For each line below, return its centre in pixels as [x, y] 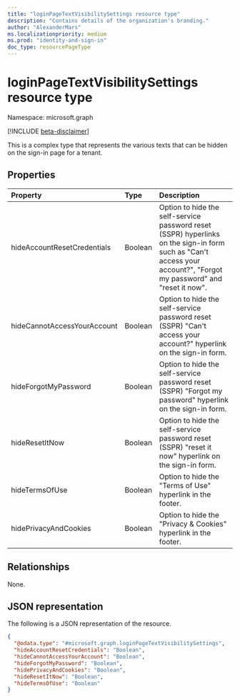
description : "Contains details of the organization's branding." [108, 21]
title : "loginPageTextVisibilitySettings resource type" [94, 14]
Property [26, 195]
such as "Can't [184, 252]
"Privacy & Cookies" [193, 524]
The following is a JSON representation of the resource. [89, 624]
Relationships [39, 567]
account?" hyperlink [193, 343]
